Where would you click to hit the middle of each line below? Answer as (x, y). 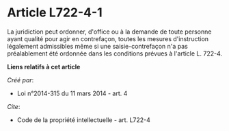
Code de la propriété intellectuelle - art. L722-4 (83, 120)
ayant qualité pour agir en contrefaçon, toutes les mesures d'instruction (108, 38)
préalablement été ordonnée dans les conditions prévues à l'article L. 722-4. (115, 53)
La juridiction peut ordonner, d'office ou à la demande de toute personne (109, 32)
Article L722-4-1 (55, 13)
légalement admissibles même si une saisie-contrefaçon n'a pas (97, 46)
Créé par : (21, 80)
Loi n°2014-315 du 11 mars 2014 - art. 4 (72, 93)
